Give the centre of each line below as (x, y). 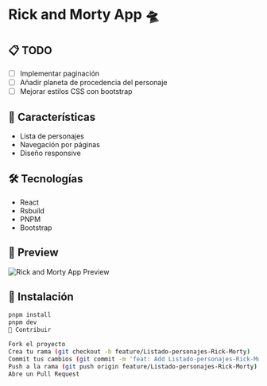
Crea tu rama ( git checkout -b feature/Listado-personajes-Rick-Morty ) (129, 351)
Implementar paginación (60, 73)
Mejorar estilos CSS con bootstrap (76, 92)
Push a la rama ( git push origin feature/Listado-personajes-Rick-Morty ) (133, 366)
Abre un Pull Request (44, 374)
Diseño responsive (50, 153)
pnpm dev (23, 322)
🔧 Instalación (41, 297)
